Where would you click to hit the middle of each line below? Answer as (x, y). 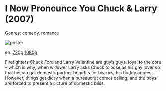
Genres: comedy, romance (32, 33)
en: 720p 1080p (21, 52)
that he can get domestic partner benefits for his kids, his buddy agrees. (79, 72)
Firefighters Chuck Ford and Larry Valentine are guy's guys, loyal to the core (83, 62)
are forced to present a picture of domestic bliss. (55, 83)
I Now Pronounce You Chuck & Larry (81, 9)
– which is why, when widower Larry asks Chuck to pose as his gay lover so (83, 67)
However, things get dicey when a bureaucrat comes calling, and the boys (81, 78)
